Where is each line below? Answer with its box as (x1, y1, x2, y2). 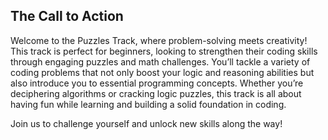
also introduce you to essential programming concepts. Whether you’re (10, 77, 304, 89)
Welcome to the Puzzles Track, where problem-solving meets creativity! (10, 34, 308, 46)
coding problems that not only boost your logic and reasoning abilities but (10, 66, 315, 78)
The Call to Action (10, 8, 124, 25)
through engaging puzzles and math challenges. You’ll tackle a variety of (10, 55, 311, 68)
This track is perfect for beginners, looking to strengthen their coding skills (10, 45, 318, 57)
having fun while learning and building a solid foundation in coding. (10, 98, 287, 110)
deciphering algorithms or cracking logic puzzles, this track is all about (10, 87, 302, 99)
